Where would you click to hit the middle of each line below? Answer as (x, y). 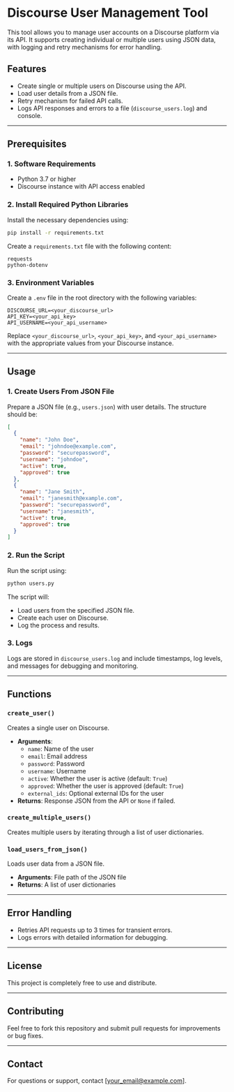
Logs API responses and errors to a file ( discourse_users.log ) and (112, 108)
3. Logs (20, 643)
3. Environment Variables (51, 282)
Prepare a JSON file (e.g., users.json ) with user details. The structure (107, 407)
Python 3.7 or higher (47, 179)
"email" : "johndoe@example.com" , (68, 446)
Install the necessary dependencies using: (68, 220)
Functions (30, 694)
